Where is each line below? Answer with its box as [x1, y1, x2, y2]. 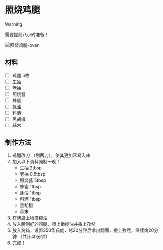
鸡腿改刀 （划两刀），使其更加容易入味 [12, 152, 91, 158]
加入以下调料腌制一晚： [12, 159, 61, 165]
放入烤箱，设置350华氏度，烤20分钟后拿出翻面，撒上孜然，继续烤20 [12, 227, 154, 233]
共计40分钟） [22, 234, 50, 240]
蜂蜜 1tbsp [19, 184, 41, 190]
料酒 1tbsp [19, 196, 41, 202]
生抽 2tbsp [19, 165, 42, 171]
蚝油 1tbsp [19, 190, 41, 196]
